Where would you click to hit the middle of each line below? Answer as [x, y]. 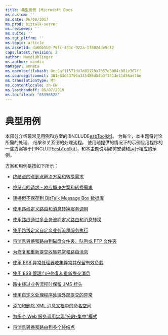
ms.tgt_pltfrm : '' [25, 38]
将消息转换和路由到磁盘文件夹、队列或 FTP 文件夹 [65, 241]
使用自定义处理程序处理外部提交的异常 [52, 295]
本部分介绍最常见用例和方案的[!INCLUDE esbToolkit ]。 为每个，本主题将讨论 [84, 136]
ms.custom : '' [20, 15]
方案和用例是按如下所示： [32, 166]
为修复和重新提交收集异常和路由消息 [50, 252]
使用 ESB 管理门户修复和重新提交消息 [51, 273]
